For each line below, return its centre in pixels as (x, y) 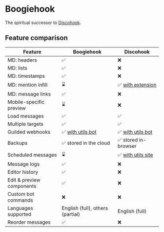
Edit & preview (24, 180)
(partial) (71, 214)
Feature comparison (36, 38)
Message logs (24, 164)
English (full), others (85, 208)
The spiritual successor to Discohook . (43, 23)
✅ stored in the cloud (86, 143)
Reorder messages (29, 222)
